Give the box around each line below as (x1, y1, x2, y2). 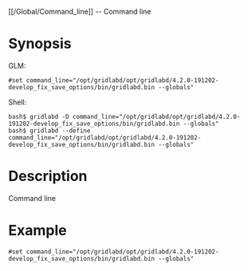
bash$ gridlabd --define (8, 127, 91, 135)
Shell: (8, 97, 27, 107)
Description (8, 167, 88, 186)
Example (8, 222, 67, 240)
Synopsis (8, 35, 72, 53)
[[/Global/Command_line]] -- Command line (8, 7, 152, 16)
